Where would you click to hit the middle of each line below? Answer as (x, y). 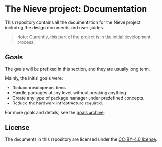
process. (26, 42)
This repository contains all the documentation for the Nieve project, (73, 22)
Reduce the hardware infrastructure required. (57, 103)
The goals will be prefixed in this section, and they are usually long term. (78, 69)
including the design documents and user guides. (55, 27)
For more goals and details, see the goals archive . (55, 112)
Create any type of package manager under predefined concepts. (78, 98)
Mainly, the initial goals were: (34, 78)
